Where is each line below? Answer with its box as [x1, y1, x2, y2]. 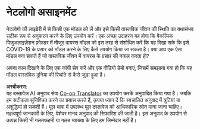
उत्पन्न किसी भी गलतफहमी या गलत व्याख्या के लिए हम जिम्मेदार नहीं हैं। [6, 116, 137, 124]
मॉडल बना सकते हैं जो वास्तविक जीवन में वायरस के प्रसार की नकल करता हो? [6, 52, 150, 59]
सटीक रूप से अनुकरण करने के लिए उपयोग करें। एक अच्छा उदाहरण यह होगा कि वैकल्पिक [6, 32, 174, 39]
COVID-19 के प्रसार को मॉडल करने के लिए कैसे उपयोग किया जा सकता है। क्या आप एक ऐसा [6, 45, 183, 53]
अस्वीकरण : [6, 83, 28, 90]
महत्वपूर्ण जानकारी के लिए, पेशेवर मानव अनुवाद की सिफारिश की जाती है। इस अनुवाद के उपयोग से [6, 110, 187, 117]
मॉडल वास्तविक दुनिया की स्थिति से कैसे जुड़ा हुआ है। [6, 71, 106, 78]
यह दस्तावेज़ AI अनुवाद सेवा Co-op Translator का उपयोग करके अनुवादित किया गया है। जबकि [6, 90, 192, 97]
